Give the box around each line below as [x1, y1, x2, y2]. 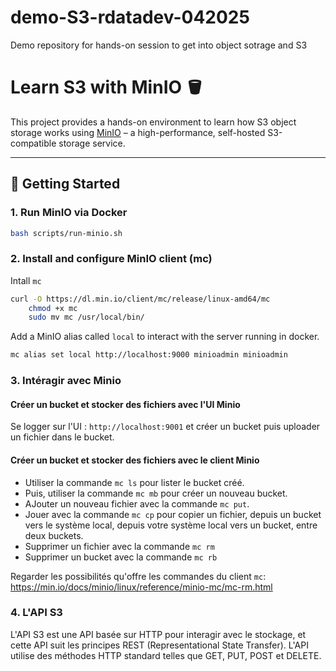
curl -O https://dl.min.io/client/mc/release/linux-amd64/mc [10, 294, 271, 304]
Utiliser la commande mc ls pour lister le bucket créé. [24, 476, 245, 488]
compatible [10, 137, 57, 149]
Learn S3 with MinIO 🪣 [10, 76, 204, 99]
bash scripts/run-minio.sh [10, 228, 123, 238]
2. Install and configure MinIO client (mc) [10, 252, 213, 266]
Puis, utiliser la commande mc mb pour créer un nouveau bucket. [24, 487, 288, 499]
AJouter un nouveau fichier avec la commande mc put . [24, 497, 250, 510]
